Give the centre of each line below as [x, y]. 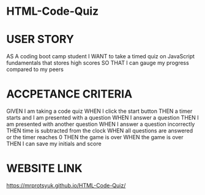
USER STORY [40, 40]
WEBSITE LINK [44, 168]
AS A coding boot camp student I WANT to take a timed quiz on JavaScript [100, 56]
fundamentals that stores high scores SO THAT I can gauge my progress [98, 63]
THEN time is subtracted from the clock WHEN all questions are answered [100, 131]
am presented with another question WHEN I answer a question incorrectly [101, 124]
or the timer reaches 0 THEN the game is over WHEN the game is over [95, 137]
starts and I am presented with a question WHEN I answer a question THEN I [102, 118]
